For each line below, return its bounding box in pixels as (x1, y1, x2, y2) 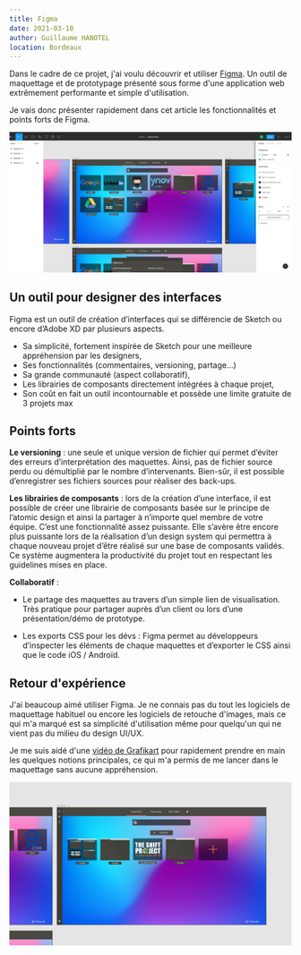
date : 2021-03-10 (9, 23, 74, 33)
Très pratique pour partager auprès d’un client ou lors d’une (21, 604, 244, 615)
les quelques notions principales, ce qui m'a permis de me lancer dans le (9, 755, 279, 765)
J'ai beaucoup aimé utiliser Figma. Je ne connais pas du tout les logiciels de (9, 699, 291, 711)
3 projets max (21, 397, 73, 408)
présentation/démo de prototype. (21, 613, 145, 624)
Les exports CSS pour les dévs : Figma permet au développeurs (21, 631, 258, 642)
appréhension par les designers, (21, 350, 142, 361)
